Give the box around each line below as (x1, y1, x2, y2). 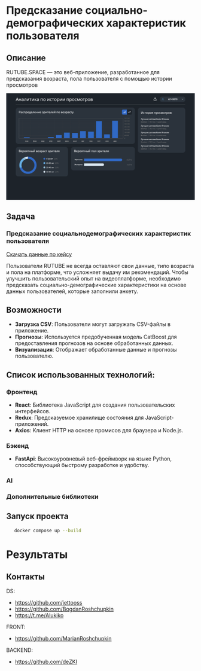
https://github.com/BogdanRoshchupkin (14, 605, 114, 612)
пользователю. (14, 352, 54, 359)
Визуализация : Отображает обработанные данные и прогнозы (14, 346, 178, 353)
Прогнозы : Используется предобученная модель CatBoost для (14, 333, 178, 341)
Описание (6, 53, 46, 63)
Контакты (6, 572, 45, 582)
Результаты (6, 548, 68, 562)
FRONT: (6, 623, 26, 630)
